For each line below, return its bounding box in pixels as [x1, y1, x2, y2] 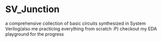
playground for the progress [5, 31, 64, 37]
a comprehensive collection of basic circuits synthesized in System [5, 20, 146, 26]
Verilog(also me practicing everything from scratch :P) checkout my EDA [5, 25, 157, 31]
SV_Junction [5, 4, 60, 15]
